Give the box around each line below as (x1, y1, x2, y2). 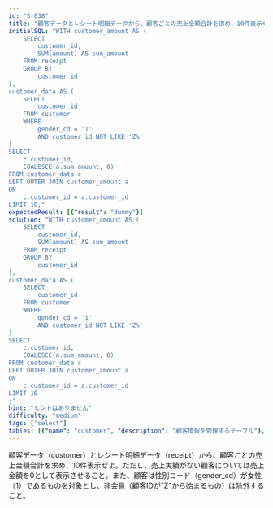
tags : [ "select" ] (8, 420, 67, 428)
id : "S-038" (8, 11, 49, 20)
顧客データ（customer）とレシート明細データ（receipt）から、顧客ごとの (8, 450, 256, 459)
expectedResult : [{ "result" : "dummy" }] (8, 208, 144, 216)
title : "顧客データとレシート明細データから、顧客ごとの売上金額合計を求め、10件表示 (8, 19, 262, 28)
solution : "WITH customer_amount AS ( (8, 216, 140, 224)
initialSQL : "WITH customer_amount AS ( (8, 27, 148, 35)
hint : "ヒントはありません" (8, 404, 92, 412)
